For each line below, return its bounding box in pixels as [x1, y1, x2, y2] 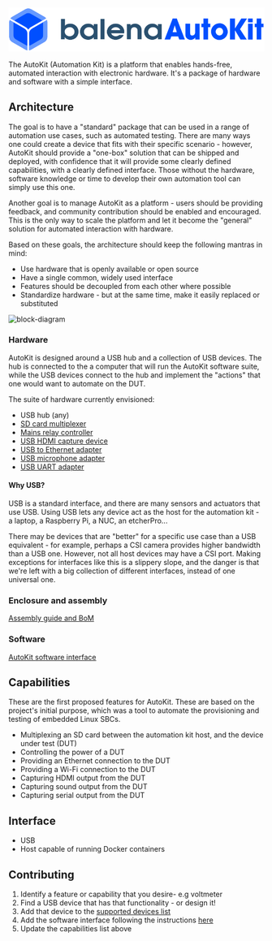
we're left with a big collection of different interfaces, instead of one [8, 566, 235, 576]
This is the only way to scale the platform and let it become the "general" [8, 215, 253, 225]
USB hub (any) [19, 410, 70, 420]
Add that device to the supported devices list [19, 907, 171, 917]
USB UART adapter [19, 462, 84, 472]
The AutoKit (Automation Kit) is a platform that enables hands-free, [8, 59, 233, 69]
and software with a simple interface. [8, 76, 132, 86]
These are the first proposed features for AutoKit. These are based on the [8, 697, 255, 707]
